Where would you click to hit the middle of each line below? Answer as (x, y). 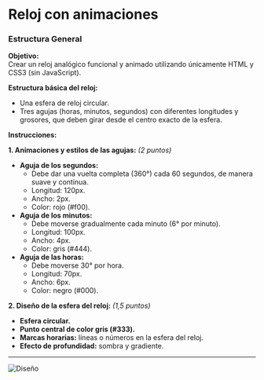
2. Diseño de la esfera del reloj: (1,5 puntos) (79, 306)
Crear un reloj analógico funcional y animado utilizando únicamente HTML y (131, 64)
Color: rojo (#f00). (60, 207)
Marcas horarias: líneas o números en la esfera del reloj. (112, 338)
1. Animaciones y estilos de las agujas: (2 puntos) (90, 150)
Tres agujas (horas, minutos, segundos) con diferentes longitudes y (129, 111)
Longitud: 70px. (57, 274)
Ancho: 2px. (51, 199)
